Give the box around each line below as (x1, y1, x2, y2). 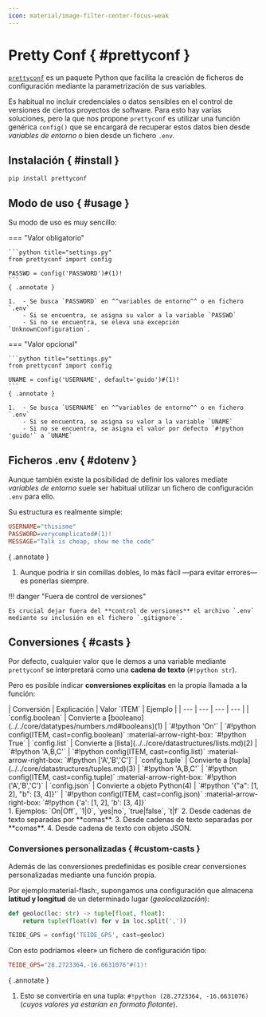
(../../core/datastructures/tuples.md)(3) (8, 764, 136, 773)
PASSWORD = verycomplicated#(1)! (8, 530, 112, 538)
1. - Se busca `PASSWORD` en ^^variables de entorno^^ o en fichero (8, 297, 244, 306)
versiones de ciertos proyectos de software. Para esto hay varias (8, 105, 221, 114)
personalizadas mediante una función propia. (8, 870, 157, 880)
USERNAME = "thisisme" (8, 522, 77, 530)
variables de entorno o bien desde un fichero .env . (8, 130, 175, 140)
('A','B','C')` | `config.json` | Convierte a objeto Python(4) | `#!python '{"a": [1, (8, 781, 259, 791)
